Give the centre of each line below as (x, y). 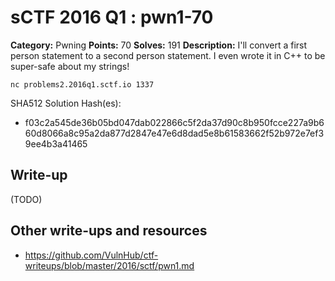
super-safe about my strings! (70, 66)
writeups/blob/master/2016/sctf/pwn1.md (109, 265)
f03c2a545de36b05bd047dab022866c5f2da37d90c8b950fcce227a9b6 (174, 122)
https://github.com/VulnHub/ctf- (91, 255)
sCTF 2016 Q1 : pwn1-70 (112, 17)
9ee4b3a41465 (56, 143)
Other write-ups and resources (109, 231)
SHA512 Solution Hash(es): (66, 103)
